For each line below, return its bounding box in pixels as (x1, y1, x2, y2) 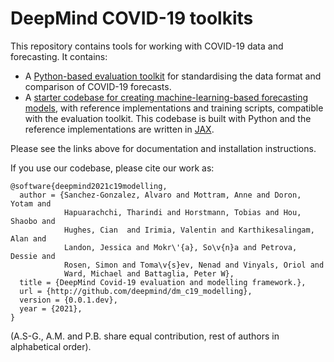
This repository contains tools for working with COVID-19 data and (10, 40, 284, 52)
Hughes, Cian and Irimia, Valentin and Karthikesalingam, (63, 225, 315, 235)
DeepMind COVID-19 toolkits (10, 7, 254, 30)
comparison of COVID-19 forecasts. (24, 80, 172, 92)
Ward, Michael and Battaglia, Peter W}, (63, 268, 235, 279)
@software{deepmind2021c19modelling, (10, 181, 168, 191)
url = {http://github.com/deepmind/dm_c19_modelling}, (19, 286, 253, 296)
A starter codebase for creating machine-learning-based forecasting (24, 91, 309, 103)
